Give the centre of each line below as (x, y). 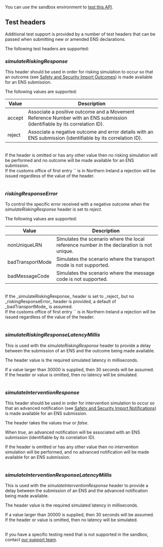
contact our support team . (31, 540)
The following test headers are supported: (47, 49)
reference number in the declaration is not (104, 245)
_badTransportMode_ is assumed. (39, 307)
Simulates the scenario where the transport (106, 259)
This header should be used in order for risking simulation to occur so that (79, 72)
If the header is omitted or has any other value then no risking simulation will (81, 155)
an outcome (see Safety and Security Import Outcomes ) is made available (79, 77)
